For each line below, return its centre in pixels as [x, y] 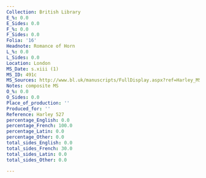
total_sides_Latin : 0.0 [37, 154]
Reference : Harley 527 [35, 114]
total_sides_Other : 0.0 [37, 160]
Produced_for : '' [29, 109]
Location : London [29, 63]
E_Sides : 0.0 [23, 23]
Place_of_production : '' [38, 103]
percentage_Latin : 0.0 [35, 132]
